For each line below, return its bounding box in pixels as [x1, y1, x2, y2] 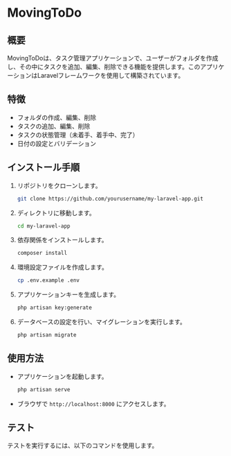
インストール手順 [7, 162, 80, 174]
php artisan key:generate [17, 304, 92, 312]
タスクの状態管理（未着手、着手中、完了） [17, 130, 139, 139]
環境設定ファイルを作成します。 [17, 263, 109, 271]
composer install [17, 250, 68, 257]
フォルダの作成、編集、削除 [17, 113, 97, 121]
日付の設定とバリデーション [17, 139, 97, 147]
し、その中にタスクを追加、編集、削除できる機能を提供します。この [7, 62, 201, 71]
